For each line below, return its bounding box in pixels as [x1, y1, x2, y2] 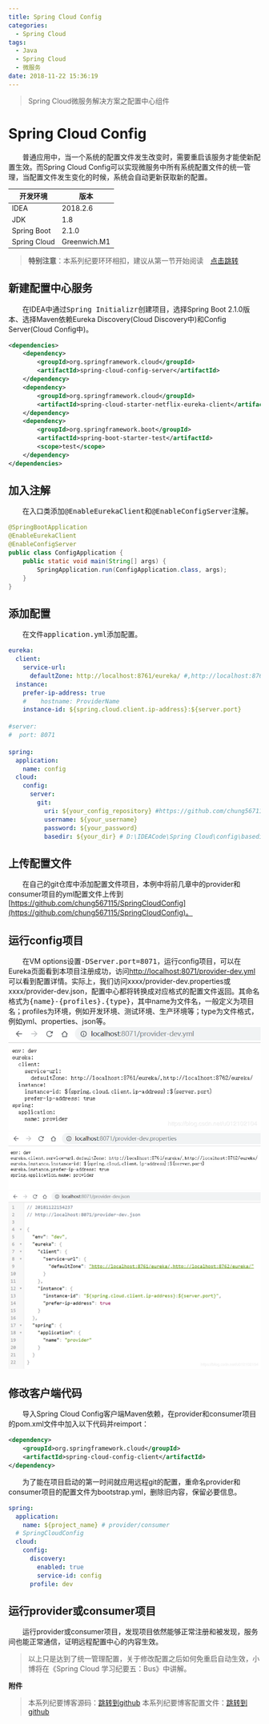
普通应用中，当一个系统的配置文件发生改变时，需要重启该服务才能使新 [22, 152, 254, 162]
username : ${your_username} [43, 816, 138, 824]
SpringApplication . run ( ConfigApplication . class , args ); [37, 566, 227, 574]
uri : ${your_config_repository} [43, 807, 152, 815]
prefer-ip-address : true [22, 689, 106, 697]
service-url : [22, 663, 66, 671]
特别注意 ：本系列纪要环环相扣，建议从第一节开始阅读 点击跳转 [27, 256, 239, 265]
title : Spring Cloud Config [8, 13, 102, 21]
